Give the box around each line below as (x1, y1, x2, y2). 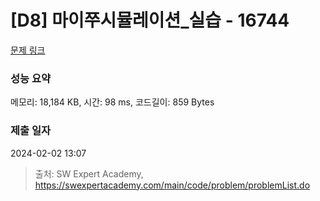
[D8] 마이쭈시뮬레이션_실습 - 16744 (10, 9, 290, 32)
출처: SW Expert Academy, (34, 167, 144, 180)
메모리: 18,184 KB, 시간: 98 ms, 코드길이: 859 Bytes (10, 96, 215, 108)
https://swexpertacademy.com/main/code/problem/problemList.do (34, 179, 311, 191)
